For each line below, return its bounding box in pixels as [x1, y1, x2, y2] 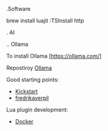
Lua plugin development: [6, 106, 69, 113]
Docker [15, 118, 34, 125]
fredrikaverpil [15, 94, 49, 101]
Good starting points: [6, 76, 59, 83]
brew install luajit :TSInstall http [6, 17, 84, 24]
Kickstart [15, 88, 38, 95]
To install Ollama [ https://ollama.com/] [6, 52, 102, 60]
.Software [6, 5, 31, 12]
